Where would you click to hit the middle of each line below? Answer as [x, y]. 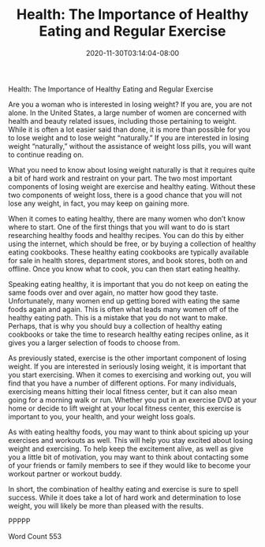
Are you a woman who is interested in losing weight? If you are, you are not [130, 104]
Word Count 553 [35, 536]
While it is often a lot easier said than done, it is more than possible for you [129, 129]
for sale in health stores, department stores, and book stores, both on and [128, 260]
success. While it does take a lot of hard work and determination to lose [125, 497]
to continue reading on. [46, 154]
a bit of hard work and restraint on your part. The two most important [120, 178]
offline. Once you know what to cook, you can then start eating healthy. [124, 269]
